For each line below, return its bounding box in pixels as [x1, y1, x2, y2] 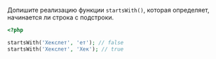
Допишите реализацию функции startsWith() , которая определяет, [7, 6, 210, 14]
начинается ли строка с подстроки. [7, 13, 114, 22]
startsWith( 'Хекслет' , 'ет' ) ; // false [7, 39, 124, 46]
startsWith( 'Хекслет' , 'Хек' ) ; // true [7, 45, 124, 53]
